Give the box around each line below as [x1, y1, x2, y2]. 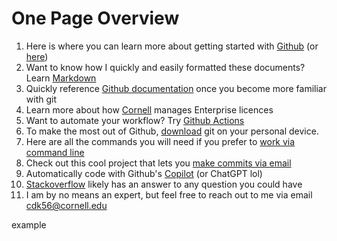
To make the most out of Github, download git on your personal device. [25, 125, 319, 137]
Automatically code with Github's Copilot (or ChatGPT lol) [25, 167, 263, 179]
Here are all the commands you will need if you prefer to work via [25, 135, 296, 147]
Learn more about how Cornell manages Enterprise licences [25, 103, 274, 116]
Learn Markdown [25, 72, 97, 84]
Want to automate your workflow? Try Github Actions [25, 114, 245, 126]
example [11, 218, 47, 231]
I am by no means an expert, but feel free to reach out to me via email [25, 188, 313, 201]
